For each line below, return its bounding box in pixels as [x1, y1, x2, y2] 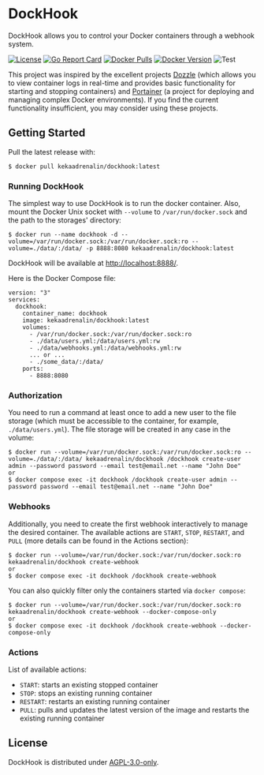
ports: [22, 365, 44, 373]
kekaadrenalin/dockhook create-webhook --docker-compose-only [8, 608, 217, 616]
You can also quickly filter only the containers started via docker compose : [8, 586, 246, 595]
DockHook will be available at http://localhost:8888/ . [8, 258, 179, 268]
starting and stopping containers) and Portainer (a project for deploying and [8, 86, 255, 95]
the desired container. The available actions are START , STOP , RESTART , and [8, 527, 245, 537]
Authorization [8, 390, 63, 401]
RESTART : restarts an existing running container [19, 696, 170, 706]
